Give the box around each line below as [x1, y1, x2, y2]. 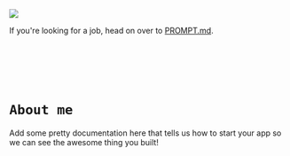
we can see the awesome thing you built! [9, 136, 160, 147]
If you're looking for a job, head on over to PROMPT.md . [9, 26, 215, 35]
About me [9, 102, 74, 119]
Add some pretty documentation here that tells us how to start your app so [9, 128, 282, 138]
